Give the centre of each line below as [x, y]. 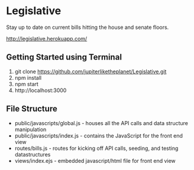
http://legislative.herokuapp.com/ [47, 38]
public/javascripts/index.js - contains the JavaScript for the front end [99, 135]
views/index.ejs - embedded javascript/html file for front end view [95, 161]
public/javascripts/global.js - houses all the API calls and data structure [101, 123]
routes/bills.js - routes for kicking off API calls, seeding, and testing [96, 148]
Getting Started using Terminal [64, 57]
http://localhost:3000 [41, 90]
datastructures [33, 154]
